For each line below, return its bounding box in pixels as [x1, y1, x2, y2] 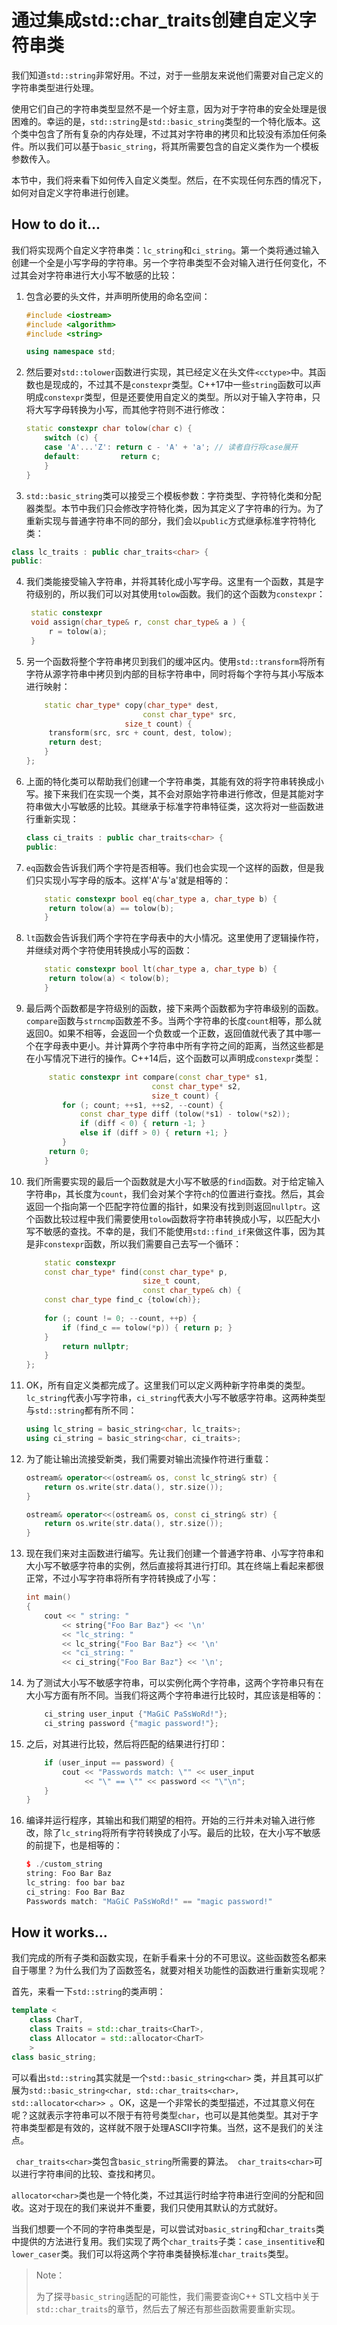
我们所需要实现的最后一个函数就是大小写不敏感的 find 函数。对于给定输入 [25, 1175, 325, 1187]
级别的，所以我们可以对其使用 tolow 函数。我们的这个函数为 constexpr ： [34, 588, 326, 600]
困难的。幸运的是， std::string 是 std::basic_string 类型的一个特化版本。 [11, 115, 313, 127]
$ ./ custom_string [25, 1859, 103, 1870]
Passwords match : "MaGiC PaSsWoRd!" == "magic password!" [25, 1896, 273, 1906]
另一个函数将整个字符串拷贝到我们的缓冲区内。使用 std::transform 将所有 [25, 655, 326, 667]
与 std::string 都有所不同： [25, 1404, 138, 1416]
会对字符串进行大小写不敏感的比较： [28, 269, 178, 281]
